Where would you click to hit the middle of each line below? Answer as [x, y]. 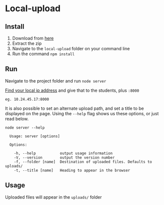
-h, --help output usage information [63, 153]
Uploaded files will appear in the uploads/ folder [53, 197]
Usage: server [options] [35, 136]
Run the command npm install [43, 54]
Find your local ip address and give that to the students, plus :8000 [72, 90]
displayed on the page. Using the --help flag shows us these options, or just [82, 113]
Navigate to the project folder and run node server [56, 81]
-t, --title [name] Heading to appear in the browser [72, 170]
